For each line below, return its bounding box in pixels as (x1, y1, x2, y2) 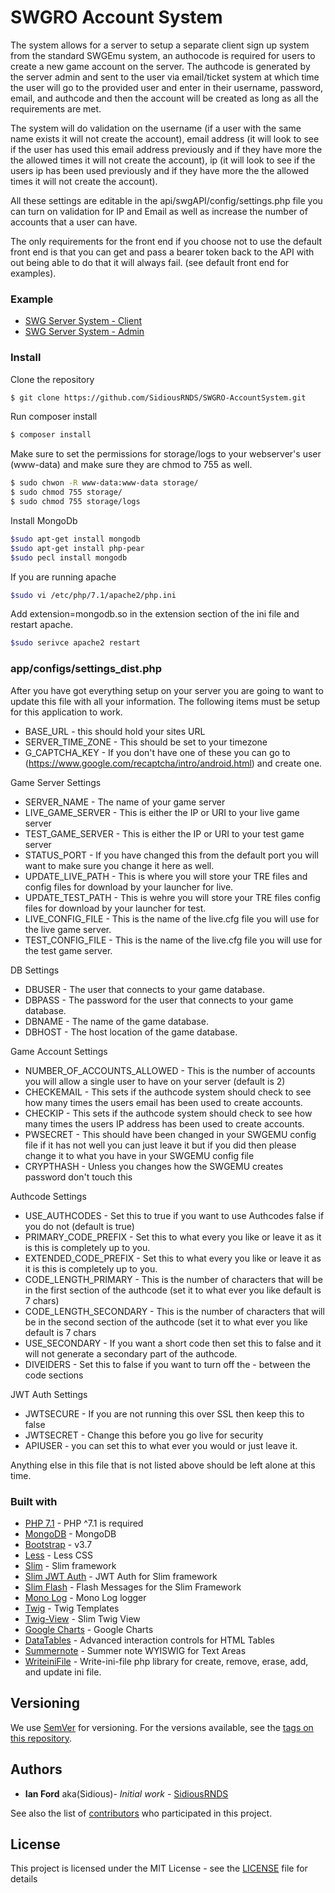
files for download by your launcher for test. (24, 902, 207, 914)
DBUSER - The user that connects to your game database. (24, 983, 265, 995)
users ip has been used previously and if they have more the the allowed (10, 164, 310, 176)
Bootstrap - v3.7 (24, 1538, 93, 1550)
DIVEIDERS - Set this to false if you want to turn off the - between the (24, 1358, 311, 1370)
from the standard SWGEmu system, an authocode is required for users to (10, 49, 316, 61)
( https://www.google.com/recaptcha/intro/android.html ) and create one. (24, 757, 323, 769)
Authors (10, 1761, 63, 1778)
